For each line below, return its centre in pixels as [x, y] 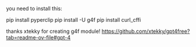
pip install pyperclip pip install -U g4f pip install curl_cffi [74, 20]
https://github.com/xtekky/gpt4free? [146, 31]
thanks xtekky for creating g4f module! [53, 31]
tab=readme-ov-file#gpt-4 [38, 37]
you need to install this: [34, 9]
